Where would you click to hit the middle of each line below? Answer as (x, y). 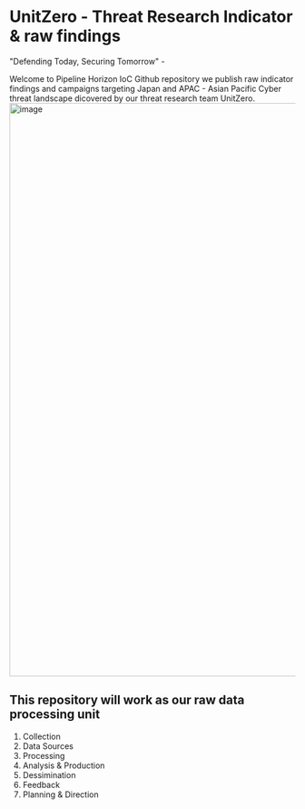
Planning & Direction (61, 794)
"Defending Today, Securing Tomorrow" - (87, 61)
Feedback (41, 784)
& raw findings (65, 36)
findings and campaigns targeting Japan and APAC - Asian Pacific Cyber (146, 88)
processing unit (55, 715)
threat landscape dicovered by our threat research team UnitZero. (133, 98)
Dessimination (49, 774)
